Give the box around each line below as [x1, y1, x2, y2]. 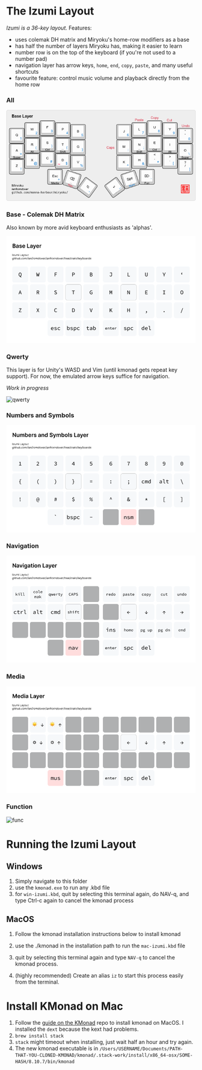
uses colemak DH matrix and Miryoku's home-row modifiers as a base [14, 36, 189, 43]
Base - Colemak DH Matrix [6, 210, 85, 219]
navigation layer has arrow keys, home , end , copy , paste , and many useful [14, 62, 193, 69]
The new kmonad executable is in [14, 1045, 99, 1052]
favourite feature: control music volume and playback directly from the [14, 74, 190, 82]
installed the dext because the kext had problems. [14, 1025, 139, 1033]
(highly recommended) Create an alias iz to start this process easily [14, 972, 184, 979]
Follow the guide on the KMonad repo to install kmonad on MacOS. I [14, 1019, 184, 1027]
